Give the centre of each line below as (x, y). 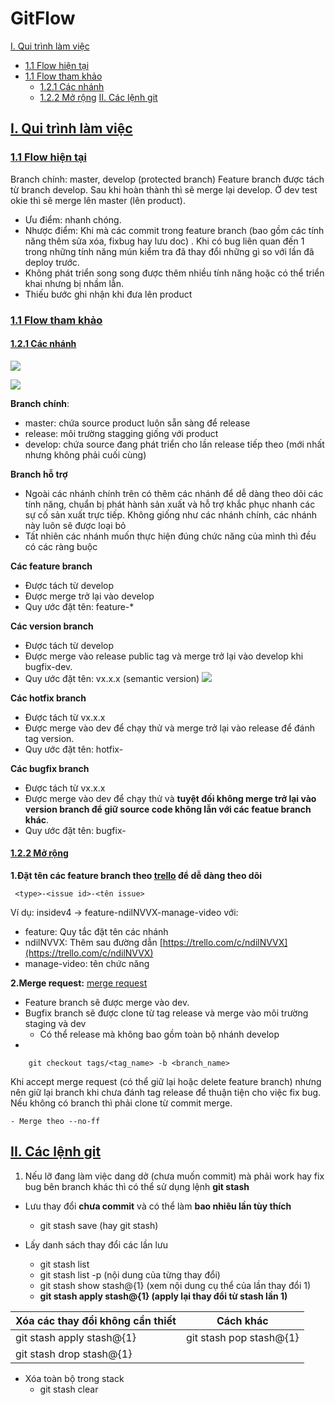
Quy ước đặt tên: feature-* (79, 606)
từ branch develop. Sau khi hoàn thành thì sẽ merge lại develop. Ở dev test (164, 189)
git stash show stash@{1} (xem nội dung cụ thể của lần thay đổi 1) (175, 1285)
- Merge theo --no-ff (55, 1121)
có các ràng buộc (61, 546)
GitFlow (43, 18)
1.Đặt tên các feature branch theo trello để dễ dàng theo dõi (136, 875)
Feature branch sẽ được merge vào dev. (107, 1002)
